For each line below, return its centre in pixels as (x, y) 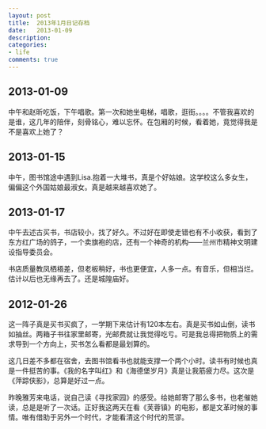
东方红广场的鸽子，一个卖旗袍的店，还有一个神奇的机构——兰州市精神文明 (129, 242)
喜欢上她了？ (43, 131)
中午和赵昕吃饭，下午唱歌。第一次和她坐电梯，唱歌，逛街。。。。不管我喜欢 (128, 112)
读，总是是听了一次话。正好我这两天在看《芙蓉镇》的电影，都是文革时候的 (129, 408)
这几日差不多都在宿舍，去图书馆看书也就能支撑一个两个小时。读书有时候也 (129, 361)
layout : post (30, 15)
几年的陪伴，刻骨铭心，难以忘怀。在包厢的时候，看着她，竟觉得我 (143, 121)
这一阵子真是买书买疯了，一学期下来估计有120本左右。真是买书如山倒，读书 (132, 325)
